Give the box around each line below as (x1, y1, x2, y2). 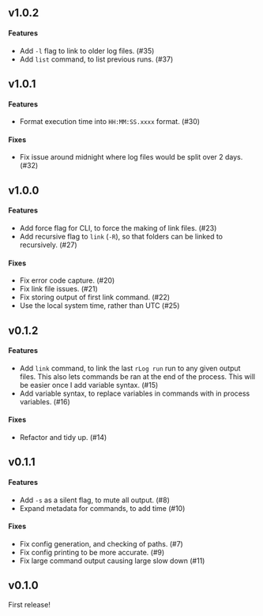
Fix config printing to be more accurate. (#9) (19, 547, 165, 557)
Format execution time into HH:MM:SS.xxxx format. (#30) (19, 117, 200, 126)
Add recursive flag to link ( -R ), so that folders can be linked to (19, 231, 224, 241)
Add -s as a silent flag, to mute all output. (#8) (19, 495, 170, 505)
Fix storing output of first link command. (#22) (19, 292, 171, 302)
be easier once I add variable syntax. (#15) (19, 380, 159, 389)
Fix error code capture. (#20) (19, 276, 115, 285)
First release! (8, 599, 51, 609)
